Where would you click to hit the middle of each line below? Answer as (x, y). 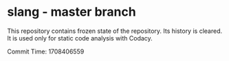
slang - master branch (72, 12)
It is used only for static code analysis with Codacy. (80, 38)
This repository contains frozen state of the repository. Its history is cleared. (115, 31)
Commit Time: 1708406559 (46, 51)
